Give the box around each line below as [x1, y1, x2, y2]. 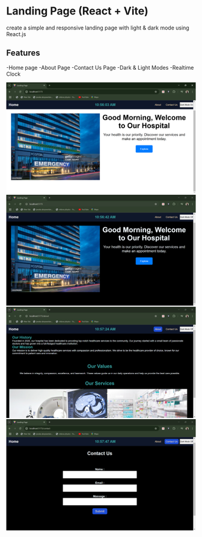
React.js [6, 30, 26, 37]
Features [6, 48, 40, 58]
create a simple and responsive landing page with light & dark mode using [6, 24, 189, 31]
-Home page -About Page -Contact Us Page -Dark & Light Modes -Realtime [6, 64, 194, 71]
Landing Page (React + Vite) [6, 4, 148, 18]
